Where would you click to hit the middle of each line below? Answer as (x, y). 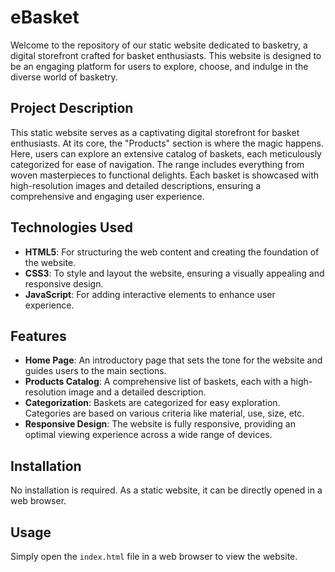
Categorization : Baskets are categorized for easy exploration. (152, 403)
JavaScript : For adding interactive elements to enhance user (150, 294)
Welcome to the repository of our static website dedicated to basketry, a (159, 45)
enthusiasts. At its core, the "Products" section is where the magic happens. (167, 143)
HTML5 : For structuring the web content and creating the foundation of (172, 252)
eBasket (45, 17)
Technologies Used (71, 227)
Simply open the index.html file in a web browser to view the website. (154, 556)
